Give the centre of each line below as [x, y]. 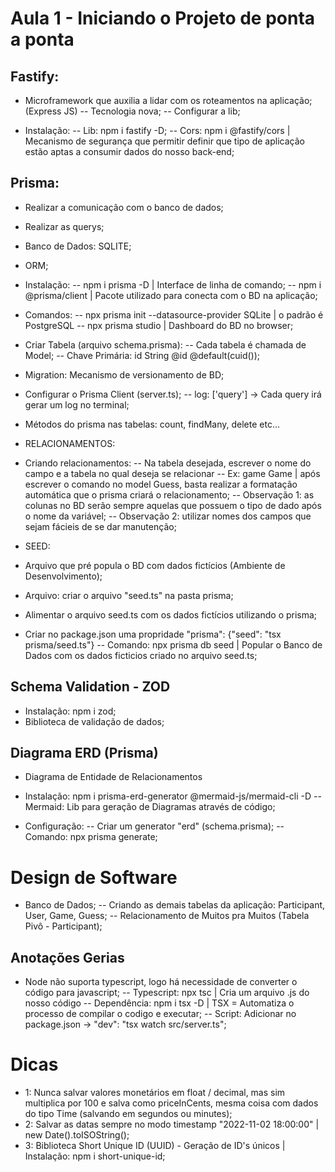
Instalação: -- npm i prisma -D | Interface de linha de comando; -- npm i [173, 284]
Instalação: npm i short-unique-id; [95, 1156]
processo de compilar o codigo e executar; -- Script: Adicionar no [160, 1014]
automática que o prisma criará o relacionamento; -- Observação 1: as [169, 494]
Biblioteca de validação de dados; [94, 721]
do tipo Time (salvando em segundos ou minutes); [128, 1114]
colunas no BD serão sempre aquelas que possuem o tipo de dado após [173, 505]
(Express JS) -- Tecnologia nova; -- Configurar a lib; [132, 111]
